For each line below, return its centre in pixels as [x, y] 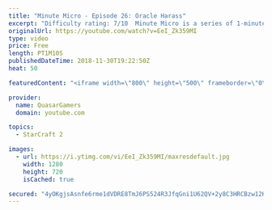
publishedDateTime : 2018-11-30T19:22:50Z [79, 61]
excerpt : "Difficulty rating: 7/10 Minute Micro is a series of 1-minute [137, 23]
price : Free [28, 46]
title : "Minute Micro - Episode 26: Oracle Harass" [97, 16]
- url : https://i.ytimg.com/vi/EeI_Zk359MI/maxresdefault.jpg [123, 157]
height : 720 [43, 172]
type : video [28, 38]
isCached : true [49, 179]
